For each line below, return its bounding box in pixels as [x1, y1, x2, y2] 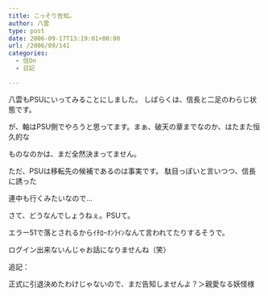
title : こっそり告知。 [8, 11, 76, 20]
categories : [8, 49, 48, 57]
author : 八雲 [8, 19, 50, 27]
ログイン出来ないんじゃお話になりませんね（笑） [8, 244, 171, 254]
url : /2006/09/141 [8, 42, 70, 50]
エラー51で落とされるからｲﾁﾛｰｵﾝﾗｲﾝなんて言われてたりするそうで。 [8, 227, 229, 237]
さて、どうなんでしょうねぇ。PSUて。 [8, 211, 135, 220]
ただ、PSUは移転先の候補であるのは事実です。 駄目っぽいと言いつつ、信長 [8, 166, 256, 176]
